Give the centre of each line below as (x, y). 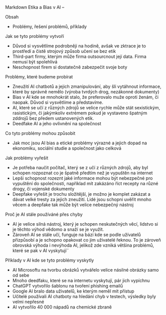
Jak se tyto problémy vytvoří (35, 36)
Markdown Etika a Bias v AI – (35, 7)
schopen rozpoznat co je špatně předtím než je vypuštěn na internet (83, 173)
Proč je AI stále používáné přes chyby (44, 214)
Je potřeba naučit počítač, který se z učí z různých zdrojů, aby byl (80, 167)
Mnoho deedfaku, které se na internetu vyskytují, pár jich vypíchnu (81, 281)
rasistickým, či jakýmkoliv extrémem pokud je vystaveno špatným (80, 113)
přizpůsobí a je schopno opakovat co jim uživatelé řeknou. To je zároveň (86, 240)
